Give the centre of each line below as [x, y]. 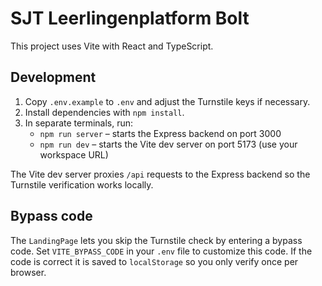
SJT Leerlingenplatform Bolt [130, 18]
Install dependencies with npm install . [104, 112]
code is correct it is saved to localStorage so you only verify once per [154, 261]
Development [53, 77]
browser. [28, 272]
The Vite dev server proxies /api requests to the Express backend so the [160, 174]
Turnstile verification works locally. [82, 184]
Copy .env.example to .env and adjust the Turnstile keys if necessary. [167, 101]
